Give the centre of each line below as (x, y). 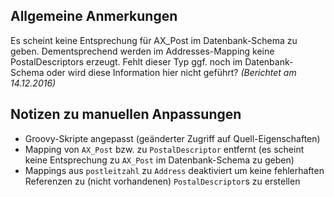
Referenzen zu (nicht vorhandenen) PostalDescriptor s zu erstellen (162, 181)
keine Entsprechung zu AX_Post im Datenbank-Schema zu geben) (159, 160)
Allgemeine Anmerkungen (94, 16)
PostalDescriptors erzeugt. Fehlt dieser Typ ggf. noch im (126, 61)
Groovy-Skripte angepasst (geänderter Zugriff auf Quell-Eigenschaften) (172, 138)
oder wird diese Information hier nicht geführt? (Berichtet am (171, 72)
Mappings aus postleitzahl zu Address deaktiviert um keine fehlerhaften (174, 170)
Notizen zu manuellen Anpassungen (126, 114)
